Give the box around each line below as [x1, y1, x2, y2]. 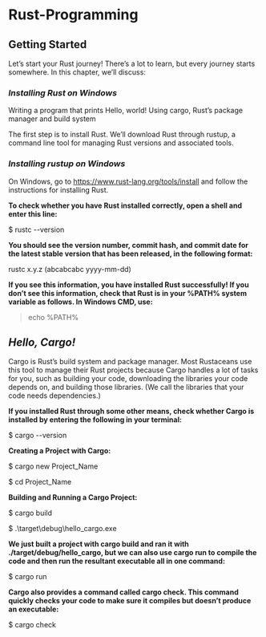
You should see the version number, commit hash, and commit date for [8, 240, 249, 250]
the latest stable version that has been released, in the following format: [8, 249, 253, 258]
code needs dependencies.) [8, 391, 102, 400]
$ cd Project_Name [8, 477, 72, 487]
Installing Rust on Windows [8, 87, 118, 98]
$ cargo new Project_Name [8, 461, 99, 471]
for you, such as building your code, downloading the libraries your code [8, 374, 248, 383]
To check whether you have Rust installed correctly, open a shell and [8, 201, 243, 210]
